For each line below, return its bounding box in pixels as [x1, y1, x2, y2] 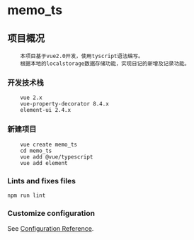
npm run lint [7, 192, 46, 199]
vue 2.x [20, 94, 42, 101]
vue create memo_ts [20, 141, 78, 148]
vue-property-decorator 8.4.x [20, 101, 110, 108]
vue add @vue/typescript [20, 153, 93, 161]
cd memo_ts [20, 147, 52, 154]
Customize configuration [7, 208, 96, 218]
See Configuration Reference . [7, 224, 94, 233]
